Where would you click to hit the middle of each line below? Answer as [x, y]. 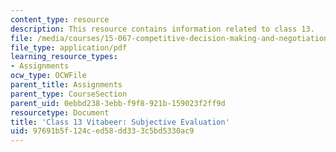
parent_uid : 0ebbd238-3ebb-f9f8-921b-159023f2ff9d [118, 103]
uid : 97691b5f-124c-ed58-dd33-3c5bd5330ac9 [102, 131]
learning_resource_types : [64, 57]
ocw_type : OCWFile [48, 76]
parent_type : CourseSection [69, 94]
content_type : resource [60, 19]
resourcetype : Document [60, 112]
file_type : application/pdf [69, 47]
